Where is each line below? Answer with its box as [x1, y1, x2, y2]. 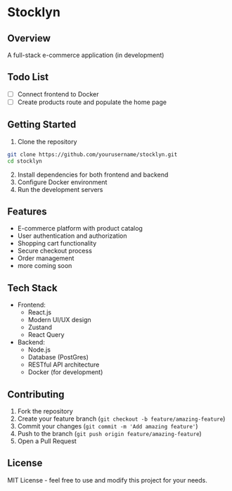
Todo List [7, 71, 49, 83]
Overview [7, 32, 51, 44]
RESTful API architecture [27, 360, 100, 369]
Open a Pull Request [17, 437, 77, 445]
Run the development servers [17, 185, 103, 193]
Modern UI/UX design [27, 316, 91, 324]
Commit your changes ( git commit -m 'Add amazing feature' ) [17, 421, 198, 430]
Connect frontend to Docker [17, 89, 99, 98]
